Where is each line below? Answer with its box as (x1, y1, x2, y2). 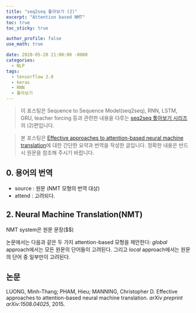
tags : (6, 68, 19, 74)
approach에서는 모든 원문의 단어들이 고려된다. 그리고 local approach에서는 (6, 246, 180, 253)
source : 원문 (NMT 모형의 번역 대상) (14, 184, 100, 192)
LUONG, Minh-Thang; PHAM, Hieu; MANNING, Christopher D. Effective (6, 288, 178, 295)
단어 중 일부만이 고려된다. (12, 253, 70, 260)
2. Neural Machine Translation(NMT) (6, 210, 143, 220)
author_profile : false (6, 36, 62, 42)
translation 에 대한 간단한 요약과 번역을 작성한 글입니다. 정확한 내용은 (20, 142, 178, 149)
